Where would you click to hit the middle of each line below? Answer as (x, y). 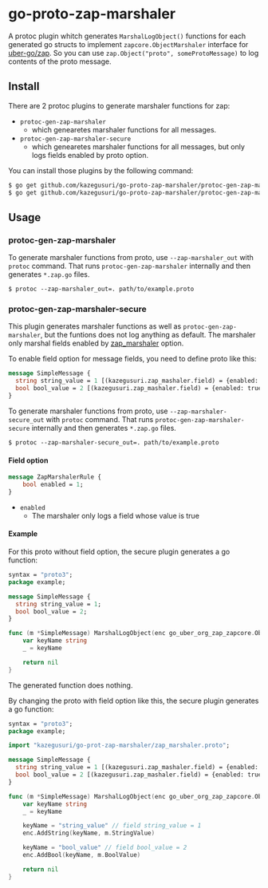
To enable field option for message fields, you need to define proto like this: (132, 359)
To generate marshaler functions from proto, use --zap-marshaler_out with (131, 258)
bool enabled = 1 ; (53, 485)
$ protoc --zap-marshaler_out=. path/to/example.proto (101, 289)
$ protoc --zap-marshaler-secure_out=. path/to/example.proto (114, 442)
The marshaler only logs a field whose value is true (115, 515)
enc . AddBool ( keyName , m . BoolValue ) (82, 855)
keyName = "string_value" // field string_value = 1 (112, 826)
